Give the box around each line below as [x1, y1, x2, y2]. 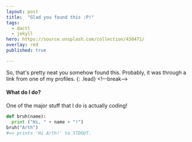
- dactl [11, 25, 31, 31]
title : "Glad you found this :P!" [6, 14, 95, 20]
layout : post [6, 8, 39, 15]
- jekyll [11, 31, 33, 37]
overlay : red [6, 42, 39, 48]
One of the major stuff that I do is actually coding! [6, 102, 128, 109]
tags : [6, 20, 20, 26]
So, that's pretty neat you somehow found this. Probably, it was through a [6, 69, 187, 76]
